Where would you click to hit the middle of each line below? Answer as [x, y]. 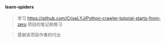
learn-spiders [20, 7]
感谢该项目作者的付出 [39, 35]
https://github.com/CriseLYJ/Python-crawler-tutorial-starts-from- [94, 18]
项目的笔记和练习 [45, 24]
